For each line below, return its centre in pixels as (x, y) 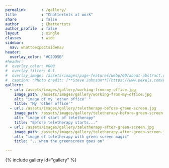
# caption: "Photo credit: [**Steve (45, 80)
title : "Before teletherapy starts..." (56, 122)
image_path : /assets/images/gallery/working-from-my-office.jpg (83, 94)
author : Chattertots (38, 24)
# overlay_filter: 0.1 (30, 71)
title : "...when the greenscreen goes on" (59, 141)
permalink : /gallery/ (36, 10)
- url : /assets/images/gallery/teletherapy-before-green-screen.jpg (83, 108)
